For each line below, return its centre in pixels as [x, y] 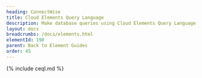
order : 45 [19, 51]
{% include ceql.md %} [35, 68]
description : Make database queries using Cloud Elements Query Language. [103, 23]
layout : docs [23, 29]
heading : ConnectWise [34, 12]
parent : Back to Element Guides [47, 46]
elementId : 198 [25, 40]
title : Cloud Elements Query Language [55, 18]
